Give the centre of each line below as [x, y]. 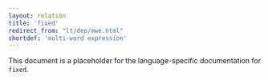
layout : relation [37, 16]
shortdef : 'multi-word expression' [68, 38]
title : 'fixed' [34, 23]
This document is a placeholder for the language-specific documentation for [135, 61]
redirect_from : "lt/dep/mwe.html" [66, 30]
